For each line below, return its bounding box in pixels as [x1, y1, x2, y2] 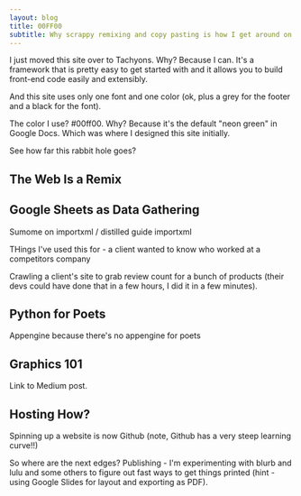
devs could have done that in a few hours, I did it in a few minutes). [9, 280, 259, 291]
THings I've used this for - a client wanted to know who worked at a [9, 243, 261, 254]
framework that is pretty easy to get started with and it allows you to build [9, 64, 284, 75]
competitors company [9, 253, 91, 264]
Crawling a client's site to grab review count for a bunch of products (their [9, 271, 285, 281]
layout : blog [9, 13, 59, 23]
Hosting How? [9, 407, 90, 422]
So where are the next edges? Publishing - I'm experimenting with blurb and [9, 457, 292, 469]
